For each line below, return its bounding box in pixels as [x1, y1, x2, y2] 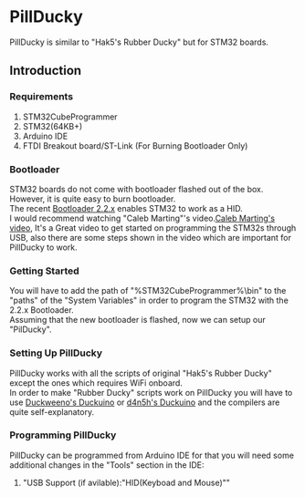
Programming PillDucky [9, 429, 117, 441]
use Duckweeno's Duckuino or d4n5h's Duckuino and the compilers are [9, 397, 280, 408]
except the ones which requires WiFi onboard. [9, 377, 183, 388]
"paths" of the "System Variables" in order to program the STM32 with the [9, 295, 289, 306]
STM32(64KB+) [22, 120, 83, 131]
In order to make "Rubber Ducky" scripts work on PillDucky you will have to [9, 387, 293, 398]
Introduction [9, 63, 82, 78]
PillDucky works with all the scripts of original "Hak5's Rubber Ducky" [9, 368, 272, 378]
